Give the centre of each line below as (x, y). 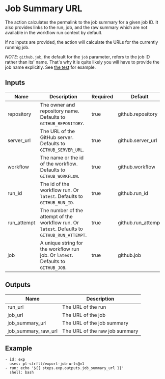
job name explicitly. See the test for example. (51, 67)
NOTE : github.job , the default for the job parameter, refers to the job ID (78, 56)
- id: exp (15, 360)
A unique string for (62, 243)
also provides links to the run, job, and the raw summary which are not (76, 27)
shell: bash (22, 373)
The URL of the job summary (95, 323)
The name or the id (62, 158)
